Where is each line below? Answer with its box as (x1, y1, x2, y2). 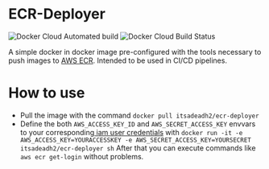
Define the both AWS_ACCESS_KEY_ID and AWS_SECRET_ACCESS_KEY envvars (19, 118, 256, 129)
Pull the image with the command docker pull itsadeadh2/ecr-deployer (19, 110, 259, 120)
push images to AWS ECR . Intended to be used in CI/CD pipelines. (8, 56, 228, 65)
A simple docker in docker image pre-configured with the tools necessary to (8, 47, 262, 56)
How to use (8, 84, 85, 102)
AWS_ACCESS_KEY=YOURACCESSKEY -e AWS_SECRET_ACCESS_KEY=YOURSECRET (19, 136, 251, 144)
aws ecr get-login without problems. (19, 151, 144, 161)
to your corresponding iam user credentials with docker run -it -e (19, 127, 243, 137)
